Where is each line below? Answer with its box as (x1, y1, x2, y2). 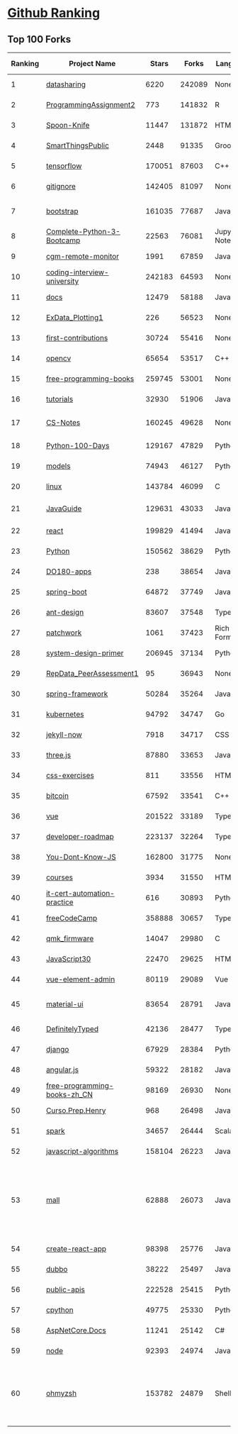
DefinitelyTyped (45, 1024, 99, 1033)
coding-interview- (45, 267, 109, 277)
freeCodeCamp (45, 913, 98, 923)
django (45, 1045, 69, 1054)
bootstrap (45, 206, 79, 216)
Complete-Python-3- (45, 227, 120, 236)
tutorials (45, 394, 74, 404)
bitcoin (45, 791, 69, 801)
